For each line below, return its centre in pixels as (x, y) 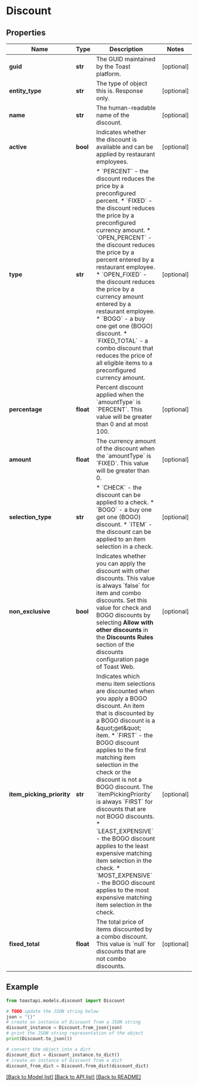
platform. (109, 74)
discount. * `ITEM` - (124, 524)
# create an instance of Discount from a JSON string (74, 1022)
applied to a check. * (125, 502)
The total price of (120, 922)
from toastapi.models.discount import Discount (66, 1000)
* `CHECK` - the (119, 488)
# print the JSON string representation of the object (75, 1033)
